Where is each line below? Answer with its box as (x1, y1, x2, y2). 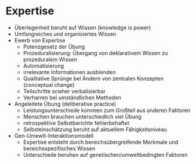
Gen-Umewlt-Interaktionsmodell (14, 132, 94, 139)
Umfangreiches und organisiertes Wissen (14, 30, 117, 37)
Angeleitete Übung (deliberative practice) (14, 100, 117, 107)
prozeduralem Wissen (23, 56, 78, 63)
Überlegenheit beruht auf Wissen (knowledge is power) (14, 24, 151, 31)
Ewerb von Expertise (14, 37, 66, 44)
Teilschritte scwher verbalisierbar (23, 87, 106, 95)
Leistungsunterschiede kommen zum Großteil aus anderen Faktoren (23, 107, 191, 114)
